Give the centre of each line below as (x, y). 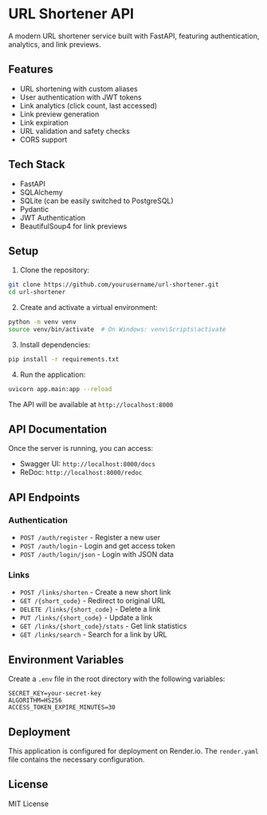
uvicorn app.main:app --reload (60, 389)
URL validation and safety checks (75, 131)
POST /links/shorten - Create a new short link (95, 592)
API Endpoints (44, 498)
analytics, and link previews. (55, 44)
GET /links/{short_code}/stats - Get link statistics (103, 626)
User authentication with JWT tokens (80, 97)
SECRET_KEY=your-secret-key (55, 694)
